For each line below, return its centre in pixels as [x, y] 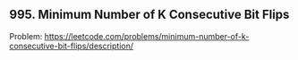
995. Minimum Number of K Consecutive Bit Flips [149, 15]
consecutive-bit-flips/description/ [72, 46]
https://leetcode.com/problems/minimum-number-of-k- [147, 36]
